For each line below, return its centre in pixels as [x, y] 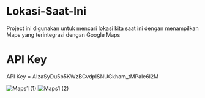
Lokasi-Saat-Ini [47, 11]
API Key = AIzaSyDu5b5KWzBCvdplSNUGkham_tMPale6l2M [83, 76]
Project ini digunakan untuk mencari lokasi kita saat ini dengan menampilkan [102, 28]
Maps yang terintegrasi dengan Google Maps [63, 34]
